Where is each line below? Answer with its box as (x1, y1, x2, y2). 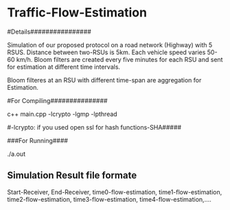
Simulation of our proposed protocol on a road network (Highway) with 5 (7, 40, 213, 49)
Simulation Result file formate (7, 170, 137, 181)
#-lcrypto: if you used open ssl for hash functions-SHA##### (7, 123, 182, 131)
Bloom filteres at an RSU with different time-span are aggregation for (7, 75, 202, 84)
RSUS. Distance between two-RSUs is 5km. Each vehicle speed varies (7, 48, 206, 56)
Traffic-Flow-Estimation (7, 5, 148, 21)
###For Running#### (7, 136, 69, 145)
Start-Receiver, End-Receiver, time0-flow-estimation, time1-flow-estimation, (7, 187, 222, 196)
